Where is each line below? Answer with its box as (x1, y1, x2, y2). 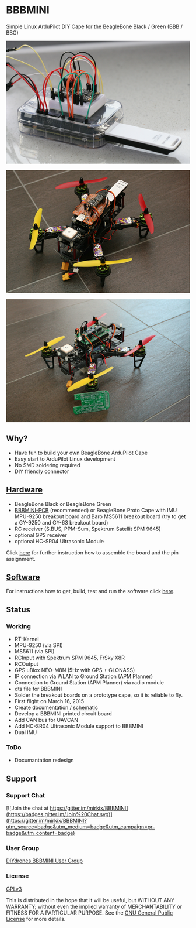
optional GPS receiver (14, 531, 67, 539)
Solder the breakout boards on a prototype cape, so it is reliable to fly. (14, 691, 183, 698)
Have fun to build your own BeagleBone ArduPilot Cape (14, 449, 148, 456)
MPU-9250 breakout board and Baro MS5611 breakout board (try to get (14, 513, 186, 520)
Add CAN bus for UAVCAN (14, 717, 79, 724)
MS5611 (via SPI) (14, 648, 55, 655)
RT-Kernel (14, 636, 39, 643)
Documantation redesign (14, 756, 74, 764)
